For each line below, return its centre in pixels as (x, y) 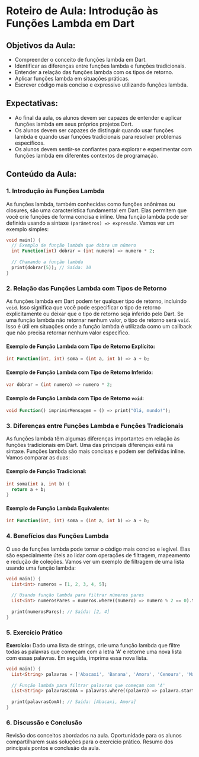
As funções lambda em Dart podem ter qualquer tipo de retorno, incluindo (97, 301)
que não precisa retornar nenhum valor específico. (68, 333)
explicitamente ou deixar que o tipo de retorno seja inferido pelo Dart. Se (95, 314)
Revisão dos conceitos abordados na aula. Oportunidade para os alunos (94, 736)
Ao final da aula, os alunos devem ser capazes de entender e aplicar (98, 117)
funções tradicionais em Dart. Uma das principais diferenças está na (90, 445)
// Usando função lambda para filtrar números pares (78, 595)
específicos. (30, 143)
